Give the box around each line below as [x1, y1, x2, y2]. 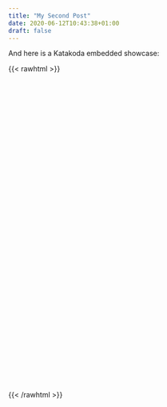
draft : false [8, 26, 52, 34]
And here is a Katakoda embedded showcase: [8, 49, 160, 58]
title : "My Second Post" [8, 11, 91, 20]
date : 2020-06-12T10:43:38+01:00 [8, 19, 120, 27]
